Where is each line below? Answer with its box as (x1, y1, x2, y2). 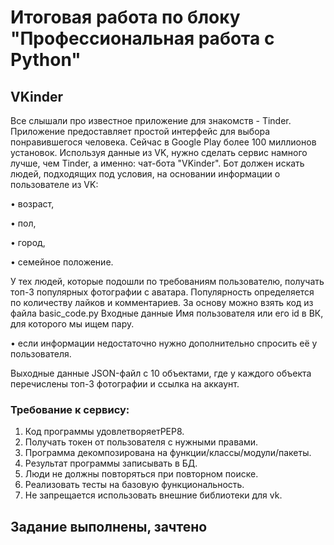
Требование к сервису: (10, 402, 130, 416)
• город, (10, 237, 46, 248)
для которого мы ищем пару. (10, 318, 135, 330)
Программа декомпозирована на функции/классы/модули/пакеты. (24, 447, 312, 459)
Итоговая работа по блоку (10, 6, 241, 29)
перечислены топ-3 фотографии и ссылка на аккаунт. (10, 378, 240, 390)
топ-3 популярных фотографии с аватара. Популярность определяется (10, 286, 315, 298)
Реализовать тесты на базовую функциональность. (24, 479, 245, 491)
